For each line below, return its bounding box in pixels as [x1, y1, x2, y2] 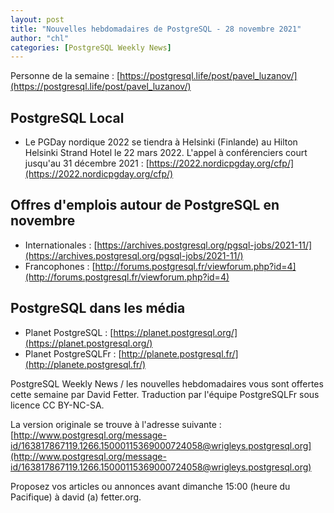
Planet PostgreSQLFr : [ [24, 347, 122, 360]
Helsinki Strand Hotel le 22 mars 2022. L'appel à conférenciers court [24, 147, 308, 159]
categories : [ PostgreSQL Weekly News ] [10, 42, 172, 53]
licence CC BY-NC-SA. [10, 399, 105, 411]
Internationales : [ [24, 239, 98, 251]
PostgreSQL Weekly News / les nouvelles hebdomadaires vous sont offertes [10, 377, 324, 390]
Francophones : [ [24, 260, 96, 272]
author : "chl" [10, 33, 70, 43]
